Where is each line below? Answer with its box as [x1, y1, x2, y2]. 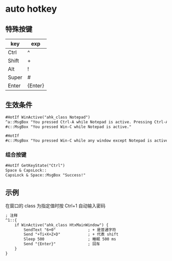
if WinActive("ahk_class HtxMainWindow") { [14, 222, 109, 228]
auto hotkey [5, 3, 57, 15]
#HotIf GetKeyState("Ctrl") [5, 163, 66, 168]
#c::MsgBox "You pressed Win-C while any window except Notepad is [5, 138, 153, 143]
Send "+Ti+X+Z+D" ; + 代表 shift [24, 232, 119, 237]
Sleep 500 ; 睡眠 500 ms [24, 236, 116, 242]
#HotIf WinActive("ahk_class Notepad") [5, 115, 91, 120]
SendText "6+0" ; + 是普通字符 [24, 227, 116, 232]
